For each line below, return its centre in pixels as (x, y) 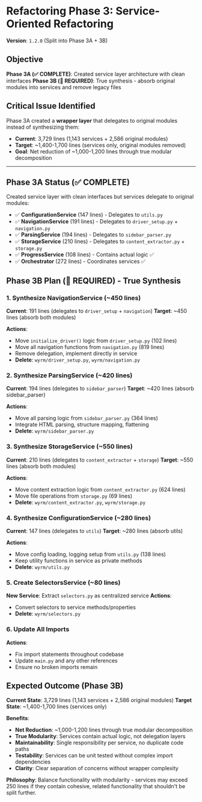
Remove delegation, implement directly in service (76, 354)
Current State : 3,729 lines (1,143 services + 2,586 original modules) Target (99, 700)
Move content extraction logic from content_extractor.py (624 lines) (100, 489)
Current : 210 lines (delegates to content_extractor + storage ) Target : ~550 (100, 460)
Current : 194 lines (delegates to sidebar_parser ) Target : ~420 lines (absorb (100, 389)
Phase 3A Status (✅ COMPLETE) (68, 182)
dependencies (33, 762)
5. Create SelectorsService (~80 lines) (63, 582)
